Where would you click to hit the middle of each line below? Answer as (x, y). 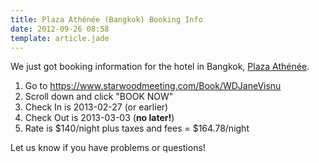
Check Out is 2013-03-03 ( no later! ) (99, 118)
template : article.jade (60, 38)
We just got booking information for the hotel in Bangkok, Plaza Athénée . (160, 67)
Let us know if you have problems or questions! (108, 148)
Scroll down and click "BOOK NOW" (99, 97)
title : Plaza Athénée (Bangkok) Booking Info (106, 19)
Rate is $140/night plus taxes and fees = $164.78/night (137, 128)
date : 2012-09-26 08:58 (60, 29)
